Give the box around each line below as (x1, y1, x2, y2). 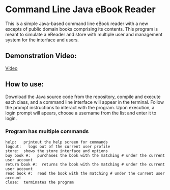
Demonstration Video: (5, 52, 77, 60)
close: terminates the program (5, 180, 74, 185)
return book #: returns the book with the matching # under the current (5, 162, 165, 167)
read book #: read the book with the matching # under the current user (5, 171, 165, 176)
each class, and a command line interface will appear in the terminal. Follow (5, 99, 164, 105)
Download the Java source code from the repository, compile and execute (5, 93, 161, 100)
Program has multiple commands (5, 128, 89, 135)
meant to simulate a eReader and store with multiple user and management (5, 31, 163, 37)
